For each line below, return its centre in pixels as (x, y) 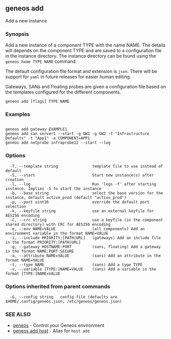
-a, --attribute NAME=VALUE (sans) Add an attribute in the (85, 256)
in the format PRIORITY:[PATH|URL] (43, 242)
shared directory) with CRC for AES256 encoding (58, 224)
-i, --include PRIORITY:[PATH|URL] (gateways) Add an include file (85, 238)
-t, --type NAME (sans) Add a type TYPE (76, 265)
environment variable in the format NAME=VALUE (57, 233)
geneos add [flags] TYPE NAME (38, 102)
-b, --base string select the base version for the (87, 193)
